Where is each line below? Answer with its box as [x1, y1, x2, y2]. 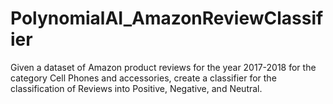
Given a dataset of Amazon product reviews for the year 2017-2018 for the [10, 61, 317, 73]
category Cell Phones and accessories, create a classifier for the [10, 72, 277, 84]
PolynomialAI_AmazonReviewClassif [10, 7, 324, 30]
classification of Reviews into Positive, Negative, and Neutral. [10, 82, 263, 94]
